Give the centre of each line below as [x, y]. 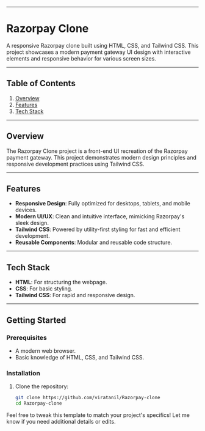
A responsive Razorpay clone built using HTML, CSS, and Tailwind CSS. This [103, 45]
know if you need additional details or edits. [61, 421]
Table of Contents [41, 83]
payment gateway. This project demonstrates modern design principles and [101, 157]
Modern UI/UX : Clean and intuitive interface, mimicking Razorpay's [100, 216]
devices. [26, 210]
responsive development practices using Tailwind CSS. [75, 164]
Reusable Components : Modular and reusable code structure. [94, 243]
